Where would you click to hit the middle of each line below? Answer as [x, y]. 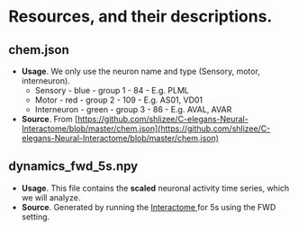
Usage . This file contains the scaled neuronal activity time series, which [155, 188]
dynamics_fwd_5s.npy [73, 167]
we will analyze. [51, 197]
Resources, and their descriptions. [140, 17]
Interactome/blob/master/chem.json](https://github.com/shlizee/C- [146, 129]
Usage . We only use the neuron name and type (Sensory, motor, [140, 71]
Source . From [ [50, 119]
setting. [36, 217]
